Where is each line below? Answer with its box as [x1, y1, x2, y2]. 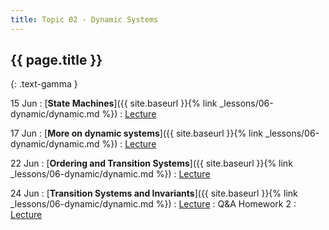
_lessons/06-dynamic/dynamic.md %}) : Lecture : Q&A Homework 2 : [10, 198, 297, 210]
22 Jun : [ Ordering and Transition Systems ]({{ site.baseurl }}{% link [10, 157, 293, 170]
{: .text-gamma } [10, 78, 78, 90]
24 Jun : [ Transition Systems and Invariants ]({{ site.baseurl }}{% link [10, 187, 298, 200]
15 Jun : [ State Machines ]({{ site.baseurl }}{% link [10, 97, 218, 110]
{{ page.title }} [10, 52, 103, 69]
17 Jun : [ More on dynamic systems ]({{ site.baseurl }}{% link [10, 127, 263, 140]
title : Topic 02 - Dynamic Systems [10, 14, 159, 25]
